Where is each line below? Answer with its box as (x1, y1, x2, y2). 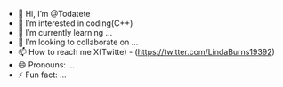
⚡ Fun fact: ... (17, 69, 67, 80)
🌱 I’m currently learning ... (17, 28, 113, 37)
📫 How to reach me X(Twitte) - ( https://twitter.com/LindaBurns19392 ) (17, 47, 276, 57)
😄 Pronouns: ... (17, 59, 76, 70)
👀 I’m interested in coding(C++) (17, 18, 133, 28)
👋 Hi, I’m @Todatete (17, 9, 91, 19)
